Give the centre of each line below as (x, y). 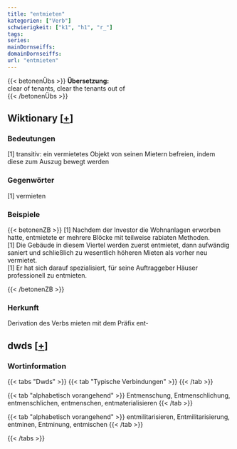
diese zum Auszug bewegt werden (58, 162)
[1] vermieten (27, 196)
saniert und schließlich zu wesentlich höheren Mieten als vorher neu (107, 253)
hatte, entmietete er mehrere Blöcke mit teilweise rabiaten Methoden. (109, 238)
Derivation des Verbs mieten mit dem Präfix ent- (78, 323)
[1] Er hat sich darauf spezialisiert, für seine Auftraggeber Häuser (102, 268)
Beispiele (24, 214)
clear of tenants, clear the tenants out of (67, 88)
